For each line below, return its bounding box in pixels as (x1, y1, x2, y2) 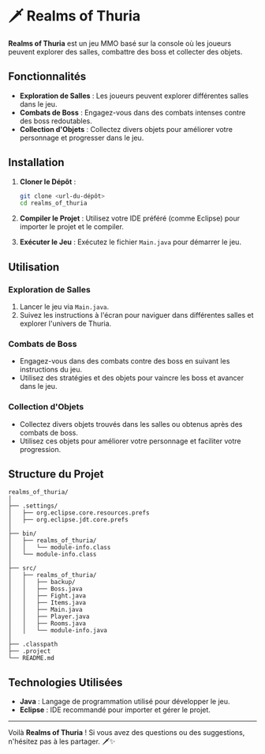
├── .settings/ (8, 502, 58, 511)
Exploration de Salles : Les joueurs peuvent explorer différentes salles (19, 91, 249, 100)
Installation (8, 156, 65, 169)
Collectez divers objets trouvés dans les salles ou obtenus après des (19, 419, 243, 428)
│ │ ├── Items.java (8, 599, 87, 607)
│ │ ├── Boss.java (8, 585, 83, 594)
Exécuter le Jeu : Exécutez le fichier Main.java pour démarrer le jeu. (19, 237, 242, 247)
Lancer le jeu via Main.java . (19, 302, 110, 311)
